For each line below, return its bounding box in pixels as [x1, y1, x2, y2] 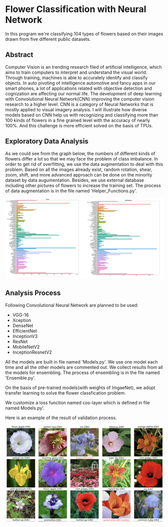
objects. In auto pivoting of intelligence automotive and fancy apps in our [5, 80, 156, 86]
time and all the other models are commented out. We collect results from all [5, 364, 163, 370]
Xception [12, 317, 32, 323]
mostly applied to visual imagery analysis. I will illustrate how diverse [5, 106, 147, 112]
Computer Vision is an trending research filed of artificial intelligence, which [5, 64, 162, 70]
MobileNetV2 [12, 343, 40, 349]
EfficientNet [12, 327, 38, 334]
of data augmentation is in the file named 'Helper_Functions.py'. [5, 188, 137, 194]
